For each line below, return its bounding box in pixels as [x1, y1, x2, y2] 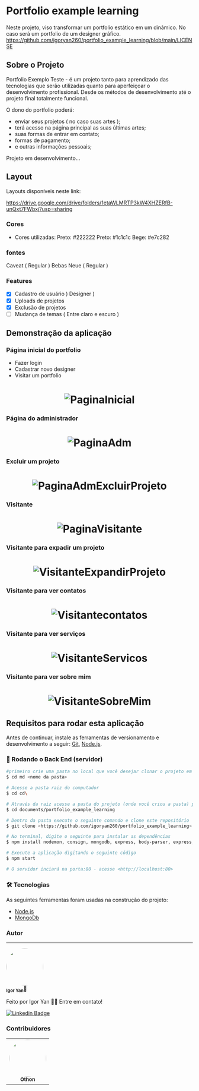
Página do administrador [6, 414, 79, 422]
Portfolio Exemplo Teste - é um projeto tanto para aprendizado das [6, 75, 169, 83]
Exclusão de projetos [14, 304, 66, 311]
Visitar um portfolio [14, 372, 62, 379]
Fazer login [14, 360, 43, 367]
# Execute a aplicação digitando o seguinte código [6, 850, 136, 856]
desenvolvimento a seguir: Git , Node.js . [6, 740, 102, 748]
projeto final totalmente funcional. [6, 94, 89, 102]
